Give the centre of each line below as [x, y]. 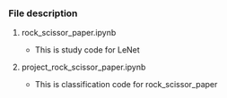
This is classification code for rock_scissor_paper [126, 85]
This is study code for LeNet [87, 50]
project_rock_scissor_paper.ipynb [83, 67]
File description [43, 13]
